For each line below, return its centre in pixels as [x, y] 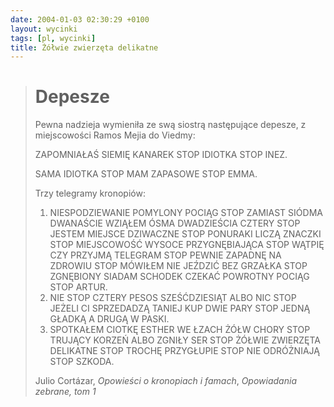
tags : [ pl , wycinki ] [53, 38]
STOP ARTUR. [78, 287]
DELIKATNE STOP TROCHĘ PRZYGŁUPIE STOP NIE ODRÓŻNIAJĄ [184, 351]
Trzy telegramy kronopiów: [90, 193]
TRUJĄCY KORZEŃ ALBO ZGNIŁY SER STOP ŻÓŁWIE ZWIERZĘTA [185, 340]
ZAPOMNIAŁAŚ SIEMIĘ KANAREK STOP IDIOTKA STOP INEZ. [161, 155]
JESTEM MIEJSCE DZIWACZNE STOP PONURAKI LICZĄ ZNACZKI [185, 234]
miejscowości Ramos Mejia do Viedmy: [115, 135]
